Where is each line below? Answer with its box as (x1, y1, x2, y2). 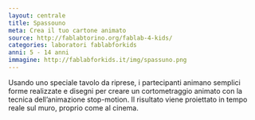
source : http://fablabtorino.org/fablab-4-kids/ (8, 33, 173, 42)
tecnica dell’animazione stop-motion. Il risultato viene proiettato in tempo (8, 95, 248, 104)
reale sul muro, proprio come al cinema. (8, 103, 139, 112)
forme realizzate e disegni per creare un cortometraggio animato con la (8, 86, 243, 95)
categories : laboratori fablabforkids (8, 41, 137, 49)
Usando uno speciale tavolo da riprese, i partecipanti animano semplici (8, 77, 241, 87)
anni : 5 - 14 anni (8, 48, 69, 56)
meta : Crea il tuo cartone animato (8, 26, 127, 34)
